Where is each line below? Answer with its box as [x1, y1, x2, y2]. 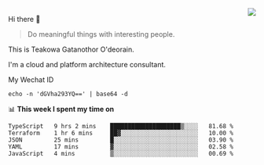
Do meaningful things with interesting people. [27, 30, 175, 38]
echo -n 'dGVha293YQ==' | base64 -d [8, 90, 128, 98]
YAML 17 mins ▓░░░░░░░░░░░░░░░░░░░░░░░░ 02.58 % [8, 143, 234, 151]
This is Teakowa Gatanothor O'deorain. [8, 45, 135, 54]
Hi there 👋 [8, 15, 41, 23]
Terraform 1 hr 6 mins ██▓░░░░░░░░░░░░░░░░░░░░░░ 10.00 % [8, 129, 234, 137]
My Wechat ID [8, 75, 54, 84]
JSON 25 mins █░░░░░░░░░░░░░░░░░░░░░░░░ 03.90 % [8, 136, 234, 144]
